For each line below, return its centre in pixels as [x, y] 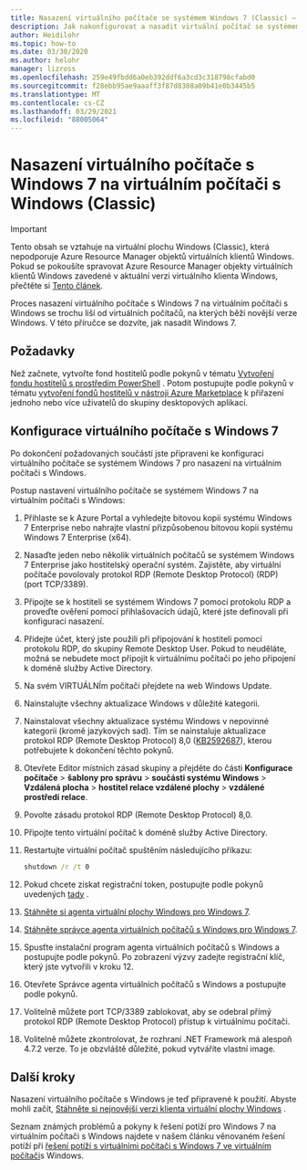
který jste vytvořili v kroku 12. [79, 966]
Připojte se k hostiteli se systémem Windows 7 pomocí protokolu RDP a [157, 601]
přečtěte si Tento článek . [57, 286]
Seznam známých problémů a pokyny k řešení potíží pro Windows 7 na [143, 1127]
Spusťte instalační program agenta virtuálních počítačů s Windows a [152, 947]
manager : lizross [43, 69]
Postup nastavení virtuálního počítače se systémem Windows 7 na [134, 490]
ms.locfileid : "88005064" [59, 120]
